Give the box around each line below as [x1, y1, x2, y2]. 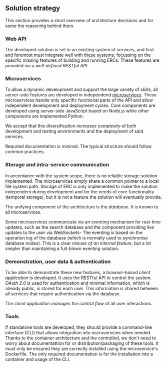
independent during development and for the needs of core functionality [5, 188, 154, 195]
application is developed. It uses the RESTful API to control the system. [5, 275, 152, 281]
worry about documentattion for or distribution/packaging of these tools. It [5, 340, 159, 346]
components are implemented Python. [5, 113, 84, 119]
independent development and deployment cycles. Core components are [5, 102, 156, 108]
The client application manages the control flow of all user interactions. [5, 301, 152, 306]
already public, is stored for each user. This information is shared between [5, 286, 158, 291]
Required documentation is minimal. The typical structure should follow [5, 143, 152, 150]
